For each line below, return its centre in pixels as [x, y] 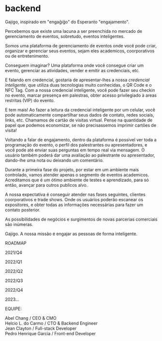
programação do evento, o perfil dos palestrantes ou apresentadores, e [76, 145]
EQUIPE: [13, 309]
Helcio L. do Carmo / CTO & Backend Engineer [51, 323]
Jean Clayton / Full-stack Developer [41, 328]
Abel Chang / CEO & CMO [31, 318]
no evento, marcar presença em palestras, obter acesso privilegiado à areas [81, 95]
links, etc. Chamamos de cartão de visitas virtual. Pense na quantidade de [79, 120]
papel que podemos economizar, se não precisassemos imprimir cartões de [81, 125]
